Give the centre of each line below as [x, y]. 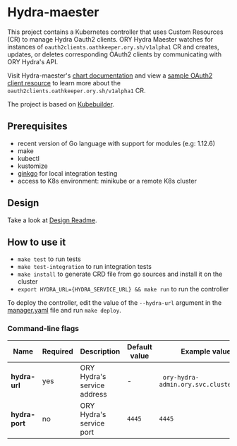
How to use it [37, 242]
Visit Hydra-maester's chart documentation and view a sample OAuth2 [110, 76]
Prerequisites [37, 127]
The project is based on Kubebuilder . [61, 104]
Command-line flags [43, 329]
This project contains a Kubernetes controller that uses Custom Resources [115, 32]
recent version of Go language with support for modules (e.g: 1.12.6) [116, 143]
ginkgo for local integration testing [67, 173]
